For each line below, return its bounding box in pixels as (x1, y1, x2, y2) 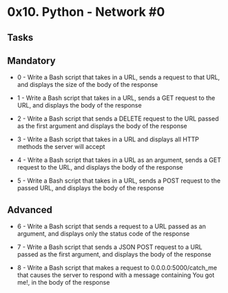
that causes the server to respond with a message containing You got (17, 271, 215, 279)
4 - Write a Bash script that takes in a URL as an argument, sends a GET (17, 156, 222, 164)
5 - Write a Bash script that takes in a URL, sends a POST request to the (17, 176, 221, 185)
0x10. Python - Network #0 (7, 4, 165, 20)
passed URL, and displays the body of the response (17, 184, 165, 192)
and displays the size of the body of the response (17, 81, 158, 89)
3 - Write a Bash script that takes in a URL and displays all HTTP (17, 135, 200, 143)
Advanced (7, 204, 53, 216)
